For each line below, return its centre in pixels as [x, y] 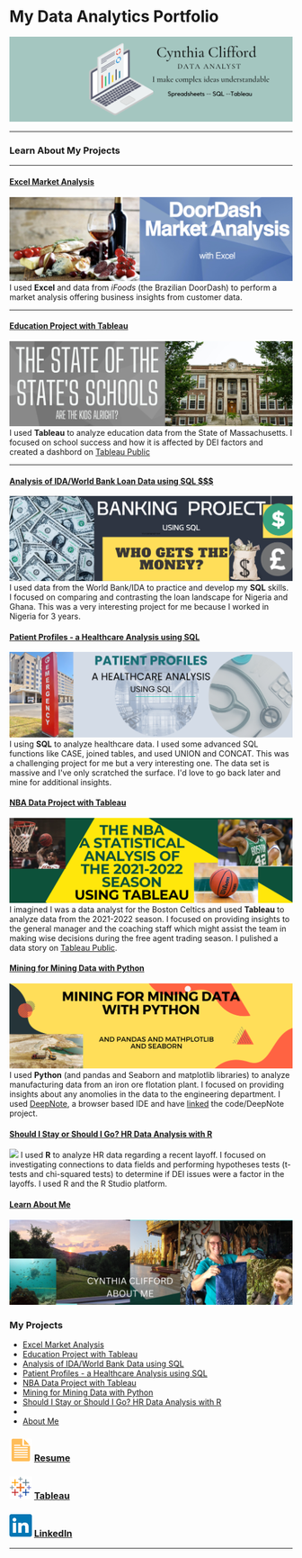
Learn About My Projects [65, 150]
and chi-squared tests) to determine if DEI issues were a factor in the [157, 1174]
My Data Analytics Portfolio [114, 17]
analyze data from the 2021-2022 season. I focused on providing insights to [150, 919]
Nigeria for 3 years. [45, 616]
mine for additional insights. [61, 782]
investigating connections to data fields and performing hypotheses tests [145, 1164]
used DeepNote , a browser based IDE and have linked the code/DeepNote [147, 1104]
